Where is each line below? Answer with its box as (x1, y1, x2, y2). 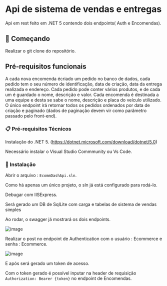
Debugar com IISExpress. (5, 191, 57, 198)
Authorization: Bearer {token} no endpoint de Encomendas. (5, 275, 132, 281)
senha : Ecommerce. (5, 241, 47, 247)
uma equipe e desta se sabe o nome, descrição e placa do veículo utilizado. (5, 96, 161, 103)
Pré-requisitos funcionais (5, 62, 86, 71)
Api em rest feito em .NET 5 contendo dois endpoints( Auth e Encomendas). (5, 20, 161, 26)
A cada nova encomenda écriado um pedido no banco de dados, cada (5, 75, 150, 81)
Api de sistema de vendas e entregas (5, 3, 162, 15)
